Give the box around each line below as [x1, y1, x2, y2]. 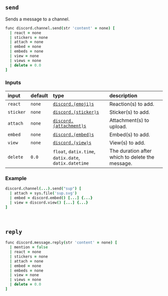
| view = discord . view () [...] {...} [9, 200, 88, 205]
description [109, 92, 137, 99]
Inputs [5, 79, 21, 86]
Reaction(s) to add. [109, 100, 154, 107]
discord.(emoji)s [52, 101, 94, 107]
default [30, 92, 48, 99]
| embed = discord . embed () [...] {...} [9, 195, 93, 200]
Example [5, 175, 27, 182]
